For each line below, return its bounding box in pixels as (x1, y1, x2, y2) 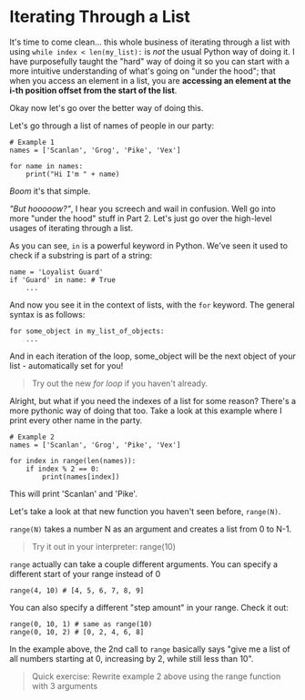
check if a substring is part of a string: (9, 249, 153, 260)
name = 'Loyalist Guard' (9, 267, 104, 277)
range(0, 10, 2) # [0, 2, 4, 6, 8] (9, 627, 145, 636)
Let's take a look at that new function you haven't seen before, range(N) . (9, 505, 281, 516)
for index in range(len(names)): (9, 456, 137, 465)
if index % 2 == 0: (25, 464, 100, 473)
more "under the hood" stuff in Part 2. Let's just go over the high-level (9, 212, 272, 224)
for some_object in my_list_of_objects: (9, 326, 166, 336)
